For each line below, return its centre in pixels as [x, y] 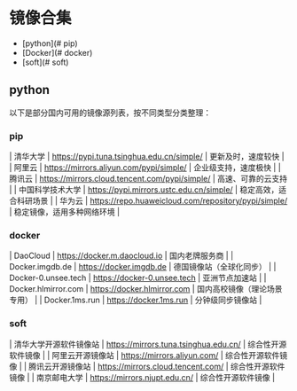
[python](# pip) [50, 43]
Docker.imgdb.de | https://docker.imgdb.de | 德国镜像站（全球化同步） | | [143, 267]
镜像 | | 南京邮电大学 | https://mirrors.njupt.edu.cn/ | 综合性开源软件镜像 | [142, 377]
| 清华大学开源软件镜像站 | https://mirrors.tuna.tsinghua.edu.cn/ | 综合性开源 [148, 344]
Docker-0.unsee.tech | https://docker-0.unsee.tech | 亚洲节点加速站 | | [138, 278]
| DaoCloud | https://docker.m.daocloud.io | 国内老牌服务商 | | [121, 256]
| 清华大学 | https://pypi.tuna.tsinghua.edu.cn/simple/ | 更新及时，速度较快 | [147, 157]
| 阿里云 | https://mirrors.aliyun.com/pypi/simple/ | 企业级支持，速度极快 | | [145, 168]
